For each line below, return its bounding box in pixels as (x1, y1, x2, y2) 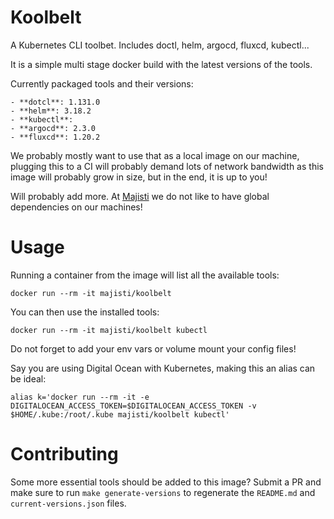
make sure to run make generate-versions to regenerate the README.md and (10, 486, 316, 498)
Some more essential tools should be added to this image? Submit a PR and (10, 476, 322, 488)
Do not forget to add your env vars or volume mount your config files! (10, 342, 297, 355)
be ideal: (10, 372, 47, 385)
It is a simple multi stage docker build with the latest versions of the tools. (10, 58, 313, 70)
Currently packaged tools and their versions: (10, 77, 194, 90)
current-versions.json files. (10, 497, 127, 509)
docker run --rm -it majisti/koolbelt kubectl (10, 325, 208, 335)
